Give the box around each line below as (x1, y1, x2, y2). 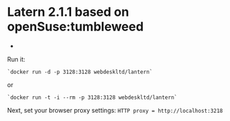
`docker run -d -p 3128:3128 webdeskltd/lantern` (7, 68, 153, 75)
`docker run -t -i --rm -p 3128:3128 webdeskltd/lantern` (7, 94, 178, 101)
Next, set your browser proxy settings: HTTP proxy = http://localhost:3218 (7, 106, 223, 114)
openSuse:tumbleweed (7, 19, 144, 35)
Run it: (7, 55, 26, 63)
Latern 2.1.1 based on (7, 4, 129, 20)
